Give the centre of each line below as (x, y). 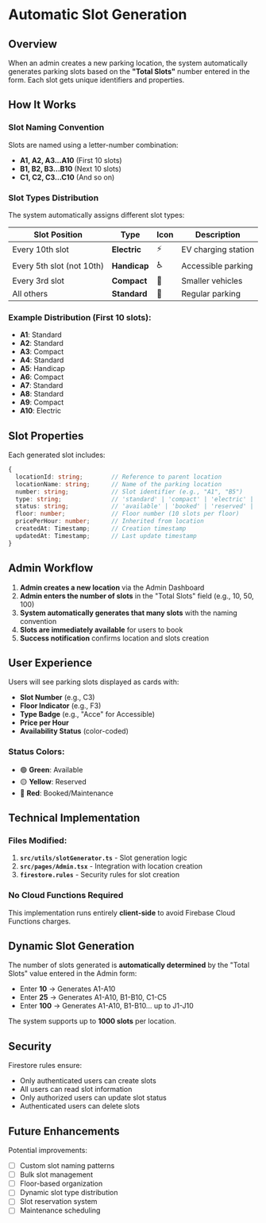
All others (30, 293)
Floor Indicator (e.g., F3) (60, 706)
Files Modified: (38, 840)
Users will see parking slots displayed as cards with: (94, 682)
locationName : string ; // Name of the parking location (119, 484)
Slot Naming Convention (56, 127)
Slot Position (58, 234)
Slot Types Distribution (54, 198)
